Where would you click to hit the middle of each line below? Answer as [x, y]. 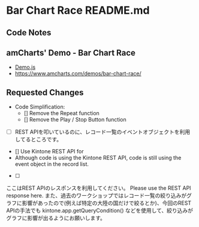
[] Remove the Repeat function [62, 113]
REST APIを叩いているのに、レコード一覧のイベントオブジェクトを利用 [102, 132]
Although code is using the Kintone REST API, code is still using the [98, 158]
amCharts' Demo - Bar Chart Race [71, 52]
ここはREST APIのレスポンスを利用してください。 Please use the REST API [99, 188]
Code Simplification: [40, 107]
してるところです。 [38, 140]
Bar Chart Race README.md [78, 10]
